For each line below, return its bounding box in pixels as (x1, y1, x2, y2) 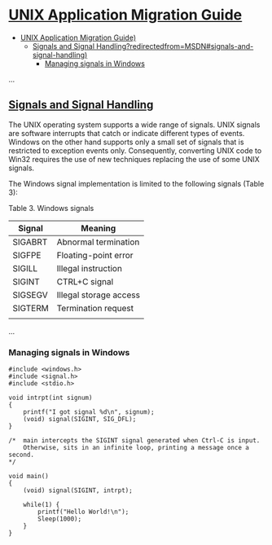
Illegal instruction (56, 262, 122, 274)
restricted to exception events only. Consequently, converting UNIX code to (8, 145, 262, 156)
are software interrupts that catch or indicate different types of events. (8, 128, 245, 138)
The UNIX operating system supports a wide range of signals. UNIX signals (8, 120, 261, 130)
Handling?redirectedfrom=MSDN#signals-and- (96, 41, 254, 51)
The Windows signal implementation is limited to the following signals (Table (8, 178, 265, 188)
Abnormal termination (56, 236, 140, 248)
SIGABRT (12, 236, 48, 248)
